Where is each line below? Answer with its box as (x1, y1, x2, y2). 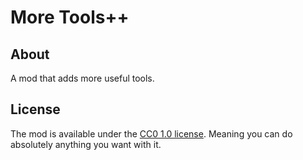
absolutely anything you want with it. (10, 138, 162, 150)
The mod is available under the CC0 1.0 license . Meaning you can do (10, 127, 293, 140)
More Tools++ (10, 6, 130, 29)
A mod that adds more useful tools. (10, 72, 155, 84)
